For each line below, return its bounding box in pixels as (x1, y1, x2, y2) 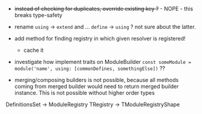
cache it (23, 46, 44, 54)
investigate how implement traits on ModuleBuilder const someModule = (14, 59, 192, 65)
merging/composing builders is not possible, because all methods (14, 77, 179, 83)
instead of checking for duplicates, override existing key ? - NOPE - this (14, 5, 194, 12)
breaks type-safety (14, 11, 63, 19)
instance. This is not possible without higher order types (14, 89, 155, 96)
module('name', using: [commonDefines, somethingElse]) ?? (14, 65, 166, 72)
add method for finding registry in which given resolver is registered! (14, 35, 186, 42)
